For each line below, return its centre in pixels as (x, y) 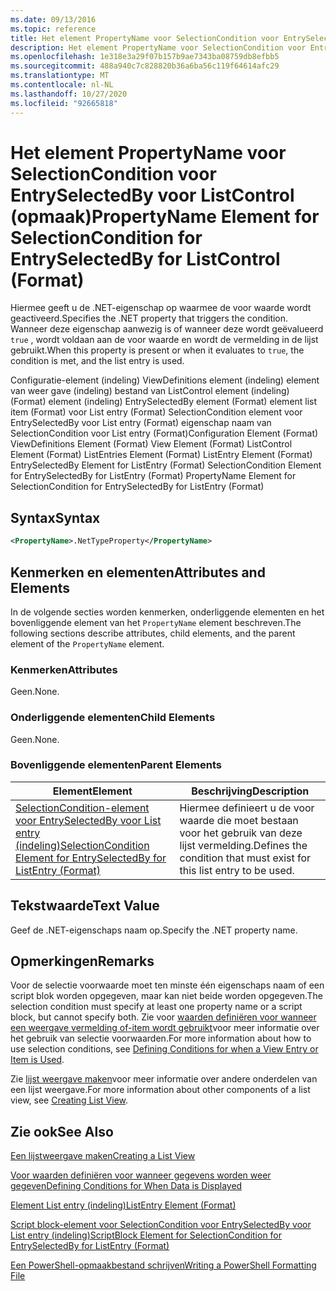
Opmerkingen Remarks (82, 961)
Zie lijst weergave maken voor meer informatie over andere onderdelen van (164, 1079)
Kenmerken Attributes (64, 669)
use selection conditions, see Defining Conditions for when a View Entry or (164, 1049)
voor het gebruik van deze (241, 833)
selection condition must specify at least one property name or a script (156, 1007)
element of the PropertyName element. (87, 643)
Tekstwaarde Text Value (85, 906)
